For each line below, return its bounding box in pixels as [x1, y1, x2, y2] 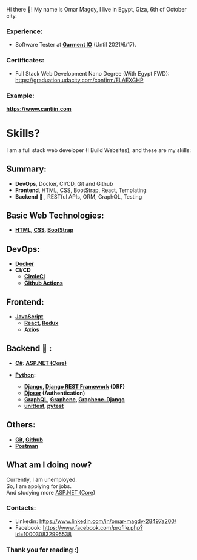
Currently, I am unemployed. [6, 476, 77, 483]
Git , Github [15, 436, 44, 443]
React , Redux [24, 320, 59, 327]
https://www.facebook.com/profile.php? [42, 524, 144, 531]
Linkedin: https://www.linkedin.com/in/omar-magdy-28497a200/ [15, 518, 177, 525]
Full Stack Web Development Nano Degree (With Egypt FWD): [15, 70, 170, 77]
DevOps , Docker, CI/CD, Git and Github [15, 180, 113, 187]
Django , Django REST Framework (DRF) [24, 383, 125, 390]
